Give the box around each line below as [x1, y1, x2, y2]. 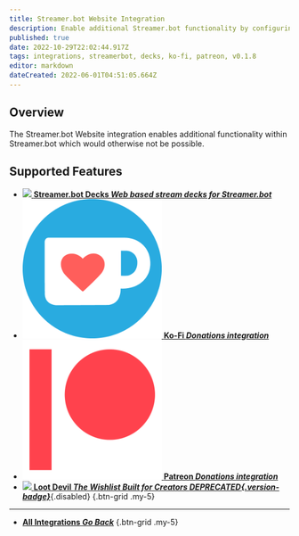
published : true [9, 33, 69, 42]
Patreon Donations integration [163, 471, 279, 482]
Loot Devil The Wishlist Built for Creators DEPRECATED [33, 482, 242, 492]
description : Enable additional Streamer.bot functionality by [9, 23, 249, 33]
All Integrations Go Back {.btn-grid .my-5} [21, 516, 179, 527]
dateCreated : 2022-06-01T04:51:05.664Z [9, 71, 158, 80]
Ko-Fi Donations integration [163, 330, 270, 341]
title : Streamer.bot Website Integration [9, 14, 166, 23]
